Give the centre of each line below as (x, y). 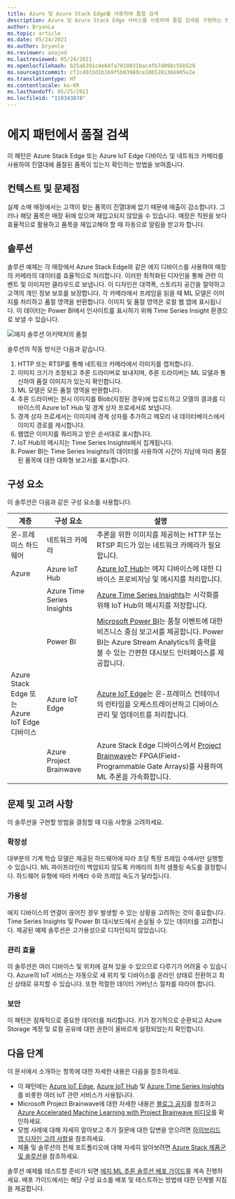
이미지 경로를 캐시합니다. (51, 425)
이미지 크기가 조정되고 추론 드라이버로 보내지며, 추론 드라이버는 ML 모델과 (118, 372)
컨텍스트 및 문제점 (43, 189)
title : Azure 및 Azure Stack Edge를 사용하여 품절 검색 (83, 14)
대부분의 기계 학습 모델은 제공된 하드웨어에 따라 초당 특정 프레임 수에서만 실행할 (115, 858)
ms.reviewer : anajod (37, 53)
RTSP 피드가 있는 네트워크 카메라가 (151, 545)
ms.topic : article (34, 33)
